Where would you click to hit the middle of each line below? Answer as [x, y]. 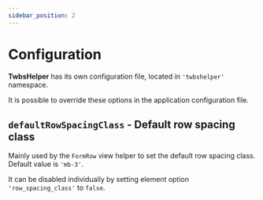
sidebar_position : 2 [42, 15]
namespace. [28, 84]
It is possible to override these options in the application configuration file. [129, 100]
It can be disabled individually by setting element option [98, 180]
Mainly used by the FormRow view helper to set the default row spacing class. [132, 156]
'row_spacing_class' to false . [57, 188]
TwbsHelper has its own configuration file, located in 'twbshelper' [117, 76]
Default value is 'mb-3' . [46, 164]
